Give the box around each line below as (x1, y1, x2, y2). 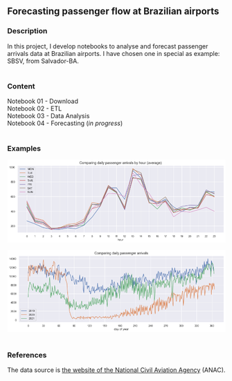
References (7, 350, 47, 360)
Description (7, 26, 48, 36)
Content (7, 81, 36, 91)
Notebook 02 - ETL (7, 104, 62, 113)
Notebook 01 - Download (7, 97, 78, 105)
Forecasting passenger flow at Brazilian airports (7, 6, 220, 17)
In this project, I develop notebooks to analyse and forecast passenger (7, 41, 208, 50)
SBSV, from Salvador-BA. (7, 57, 80, 65)
